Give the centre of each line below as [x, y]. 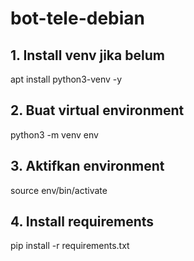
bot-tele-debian [77, 18]
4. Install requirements [82, 222]
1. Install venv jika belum [87, 55]
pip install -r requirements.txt [70, 246]
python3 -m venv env [54, 134]
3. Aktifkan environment [87, 166]
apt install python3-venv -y [66, 79]
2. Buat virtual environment [97, 110]
